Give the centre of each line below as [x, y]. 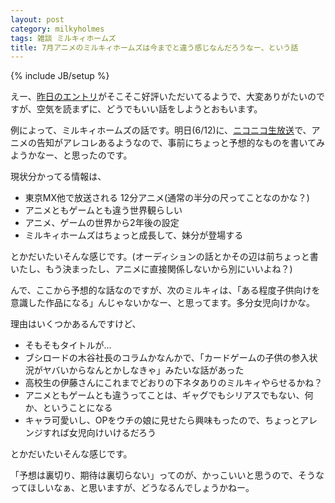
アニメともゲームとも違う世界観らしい [103, 210]
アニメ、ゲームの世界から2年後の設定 [102, 223]
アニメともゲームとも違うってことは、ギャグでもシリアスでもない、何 [169, 395]
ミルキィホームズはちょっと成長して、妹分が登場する [134, 235]
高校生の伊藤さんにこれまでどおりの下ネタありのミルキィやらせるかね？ [173, 383]
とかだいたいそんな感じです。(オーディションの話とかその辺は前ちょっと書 [164, 257]
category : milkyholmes [57, 29]
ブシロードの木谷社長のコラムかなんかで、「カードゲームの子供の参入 [167, 358]
